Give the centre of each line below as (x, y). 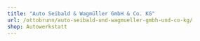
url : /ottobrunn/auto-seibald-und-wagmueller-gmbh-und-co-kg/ (100, 20)
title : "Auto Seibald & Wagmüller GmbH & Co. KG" (81, 14)
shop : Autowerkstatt (38, 26)
